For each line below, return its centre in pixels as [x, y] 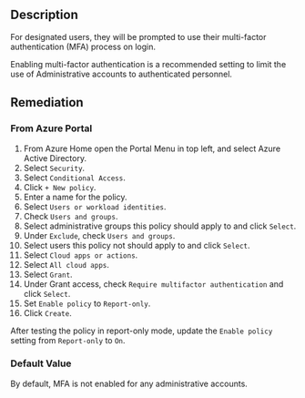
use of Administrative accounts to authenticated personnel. [122, 74]
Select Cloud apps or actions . [81, 255]
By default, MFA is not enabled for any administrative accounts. [129, 383]
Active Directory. [55, 158]
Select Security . [54, 168]
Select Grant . [48, 274]
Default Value [41, 363]
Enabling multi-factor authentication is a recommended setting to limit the [148, 64]
